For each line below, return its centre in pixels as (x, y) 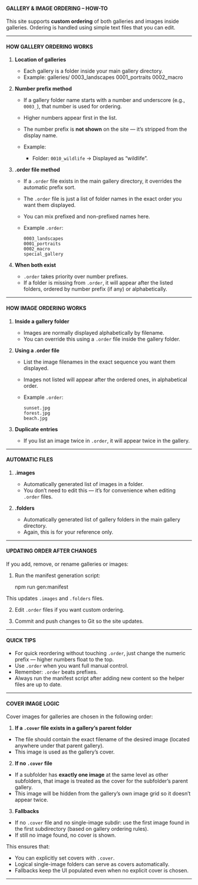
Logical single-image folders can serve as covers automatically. (92, 864)
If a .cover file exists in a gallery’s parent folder (73, 728)
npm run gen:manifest (42, 587)
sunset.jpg (37, 408)
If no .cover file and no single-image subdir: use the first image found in (102, 823)
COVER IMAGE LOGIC (33, 704)
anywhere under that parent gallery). (59, 746)
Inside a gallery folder (42, 321)
